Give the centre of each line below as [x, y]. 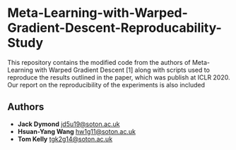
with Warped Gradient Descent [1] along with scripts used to [123, 70]
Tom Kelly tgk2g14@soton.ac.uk [65, 139]
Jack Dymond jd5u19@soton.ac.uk [69, 124]
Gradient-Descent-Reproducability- [115, 28]
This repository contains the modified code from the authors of [99, 62]
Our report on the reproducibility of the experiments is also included [106, 85]
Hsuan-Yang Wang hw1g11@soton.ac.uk [77, 131]
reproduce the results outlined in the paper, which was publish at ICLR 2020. [119, 77]
